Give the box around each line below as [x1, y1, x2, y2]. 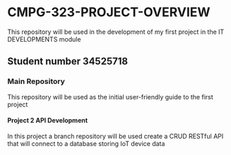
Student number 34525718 [7, 56, 129, 68]
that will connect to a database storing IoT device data [7, 139, 165, 148]
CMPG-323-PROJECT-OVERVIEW [7, 4, 211, 20]
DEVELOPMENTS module [7, 35, 81, 43]
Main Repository [7, 77, 66, 87]
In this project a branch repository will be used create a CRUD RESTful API [7, 132, 224, 140]
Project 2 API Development [7, 116, 88, 125]
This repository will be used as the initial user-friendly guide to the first [7, 92, 213, 101]
